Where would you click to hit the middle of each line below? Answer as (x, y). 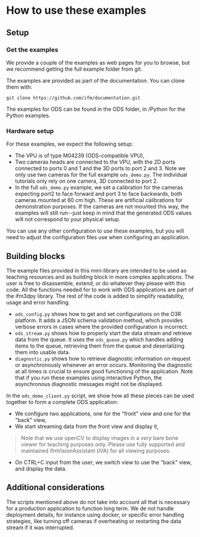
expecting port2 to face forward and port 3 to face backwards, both (99, 194)
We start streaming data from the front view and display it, (87, 426)
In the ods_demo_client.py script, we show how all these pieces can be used (100, 396)
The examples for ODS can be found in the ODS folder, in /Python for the (96, 109)
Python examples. (28, 115)
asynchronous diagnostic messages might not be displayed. (89, 384)
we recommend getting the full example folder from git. (74, 69)
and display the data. (41, 469)
